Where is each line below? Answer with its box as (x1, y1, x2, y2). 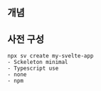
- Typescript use (7, 65, 59, 73)
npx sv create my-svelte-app (7, 53, 94, 60)
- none (7, 71, 27, 78)
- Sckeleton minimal (7, 59, 69, 66)
